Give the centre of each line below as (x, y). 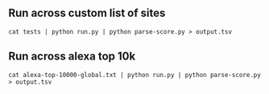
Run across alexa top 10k (72, 57)
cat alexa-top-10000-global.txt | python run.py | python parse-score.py (135, 75)
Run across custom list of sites (87, 13)
